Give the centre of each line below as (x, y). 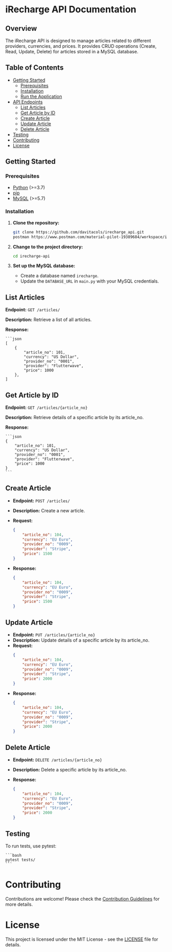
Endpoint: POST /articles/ (41, 501)
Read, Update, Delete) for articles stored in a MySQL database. (72, 52)
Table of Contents (35, 68)
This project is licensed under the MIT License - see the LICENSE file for (82, 939)
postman (21, 237)
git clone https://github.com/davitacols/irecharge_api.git (78, 232)
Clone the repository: (36, 223)
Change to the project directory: (48, 247)
